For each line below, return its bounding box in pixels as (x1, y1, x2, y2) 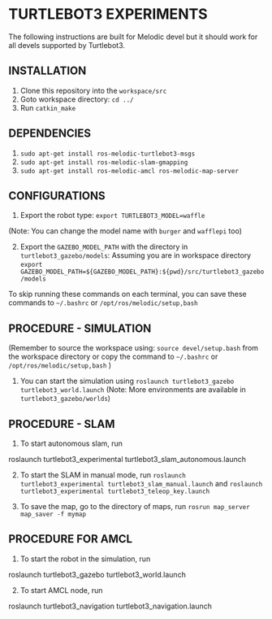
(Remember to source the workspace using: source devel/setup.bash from (8, 343, 258, 353)
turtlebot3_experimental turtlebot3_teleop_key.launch (19, 487, 210, 495)
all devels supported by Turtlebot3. (8, 40, 126, 50)
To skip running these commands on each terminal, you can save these (8, 290, 247, 299)
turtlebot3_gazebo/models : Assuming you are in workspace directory (19, 251, 252, 260)
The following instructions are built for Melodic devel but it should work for (8, 32, 258, 41)
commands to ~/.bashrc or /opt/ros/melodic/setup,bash (8, 298, 199, 307)
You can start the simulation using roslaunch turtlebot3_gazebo (19, 376, 235, 386)
